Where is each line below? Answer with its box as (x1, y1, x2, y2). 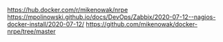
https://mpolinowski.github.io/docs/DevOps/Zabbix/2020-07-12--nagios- (7, 13, 216, 21)
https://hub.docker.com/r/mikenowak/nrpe (7, 6, 128, 14)
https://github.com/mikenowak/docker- (86, 20, 198, 28)
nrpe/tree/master (7, 27, 56, 35)
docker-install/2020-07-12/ (7, 20, 85, 28)
